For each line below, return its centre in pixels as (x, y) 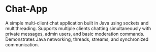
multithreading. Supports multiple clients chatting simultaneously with (78, 28)
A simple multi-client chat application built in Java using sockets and (77, 23)
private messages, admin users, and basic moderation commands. (75, 34)
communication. (22, 44)
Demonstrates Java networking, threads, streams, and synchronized (77, 39)
